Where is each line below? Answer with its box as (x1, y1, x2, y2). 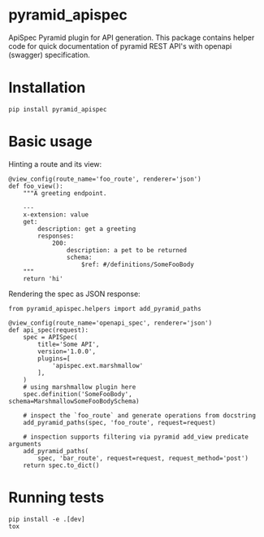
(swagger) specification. (8, 50, 91, 59)
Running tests (8, 488, 105, 506)
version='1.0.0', (37, 347, 96, 356)
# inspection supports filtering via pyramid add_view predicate (23, 433, 249, 441)
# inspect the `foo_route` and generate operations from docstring (23, 411, 256, 420)
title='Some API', (37, 340, 100, 348)
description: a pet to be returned (66, 246, 187, 254)
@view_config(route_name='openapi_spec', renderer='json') (8, 319, 213, 327)
